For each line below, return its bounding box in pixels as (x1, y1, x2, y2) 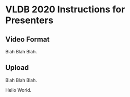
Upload (5, 63, 29, 72)
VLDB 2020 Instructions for (5, 4, 125, 15)
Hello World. (5, 87, 32, 93)
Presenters (5, 14, 54, 26)
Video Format (5, 35, 50, 44)
